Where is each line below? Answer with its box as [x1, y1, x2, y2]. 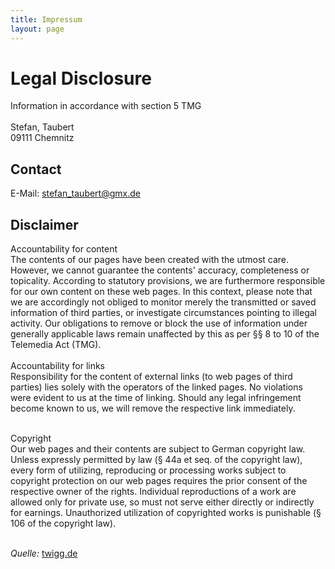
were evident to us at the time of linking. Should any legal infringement [10, 392, 302, 404]
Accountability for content [10, 243, 118, 255]
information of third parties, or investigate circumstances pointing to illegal [10, 307, 318, 319]
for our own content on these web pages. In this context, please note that [10, 286, 313, 298]
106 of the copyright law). [10, 517, 117, 530]
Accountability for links [10, 360, 106, 372]
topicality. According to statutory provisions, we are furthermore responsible [10, 275, 326, 287]
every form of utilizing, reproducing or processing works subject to [10, 464, 287, 476]
